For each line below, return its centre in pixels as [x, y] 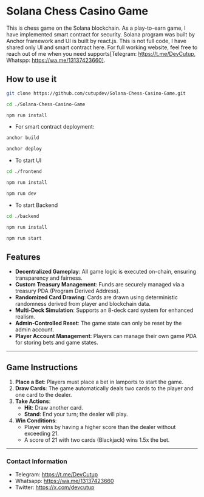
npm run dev [21, 193]
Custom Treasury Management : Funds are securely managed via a [100, 285]
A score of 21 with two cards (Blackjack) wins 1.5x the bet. [97, 440]
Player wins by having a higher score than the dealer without [100, 427]
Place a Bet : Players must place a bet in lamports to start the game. [99, 382]
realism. [25, 317]
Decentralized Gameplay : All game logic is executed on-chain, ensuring [105, 272]
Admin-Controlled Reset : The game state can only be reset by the [98, 323]
